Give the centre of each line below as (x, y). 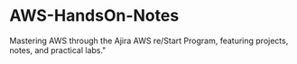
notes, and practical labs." (58, 50)
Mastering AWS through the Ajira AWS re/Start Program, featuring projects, (149, 41)
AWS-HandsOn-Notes (94, 16)
